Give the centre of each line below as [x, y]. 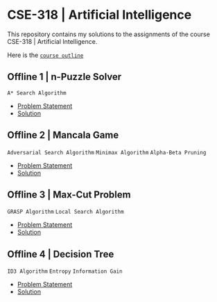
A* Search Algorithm [37, 93]
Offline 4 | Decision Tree [61, 254]
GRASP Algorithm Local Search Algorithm [66, 212]
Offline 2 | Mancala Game [63, 135]
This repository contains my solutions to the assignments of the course [108, 34]
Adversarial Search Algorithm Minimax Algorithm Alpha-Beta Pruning [107, 152]
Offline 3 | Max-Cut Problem [69, 194]
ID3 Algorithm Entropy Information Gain [65, 271]
